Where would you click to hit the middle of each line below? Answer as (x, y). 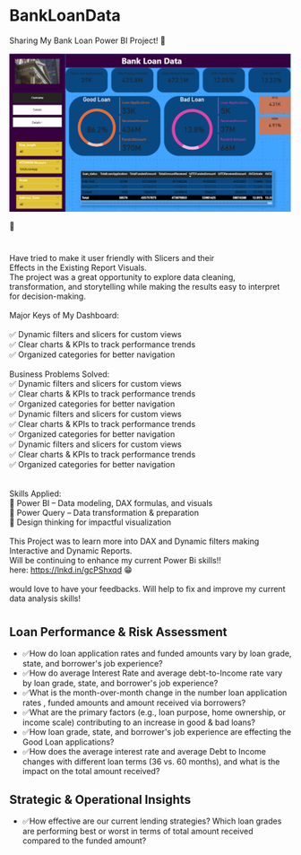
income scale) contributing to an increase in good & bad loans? (139, 722)
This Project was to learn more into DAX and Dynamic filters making (134, 541)
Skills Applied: (35, 493)
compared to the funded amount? (84, 841)
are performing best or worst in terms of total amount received (138, 832)
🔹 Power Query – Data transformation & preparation (104, 512)
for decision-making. (48, 296)
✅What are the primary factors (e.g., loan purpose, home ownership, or (154, 712)
